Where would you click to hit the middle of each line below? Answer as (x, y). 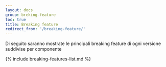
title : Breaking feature (32, 24)
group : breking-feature (31, 15)
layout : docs (19, 10)
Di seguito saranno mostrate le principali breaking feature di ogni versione (83, 43)
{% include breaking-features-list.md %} (48, 59)
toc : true (16, 19)
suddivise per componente (33, 49)
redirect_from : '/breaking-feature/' (45, 29)
